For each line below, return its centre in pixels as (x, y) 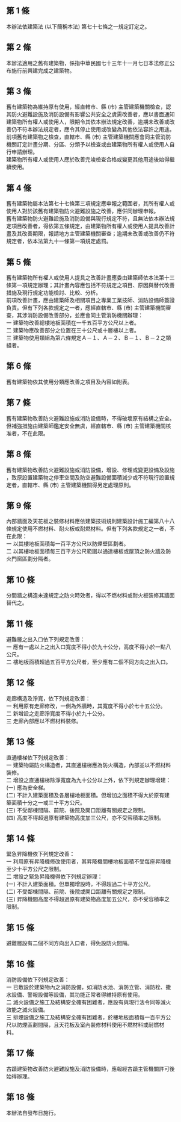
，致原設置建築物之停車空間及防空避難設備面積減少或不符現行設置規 (91, 477)
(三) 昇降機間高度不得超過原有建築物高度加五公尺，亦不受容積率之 (88, 899)
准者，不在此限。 (27, 433)
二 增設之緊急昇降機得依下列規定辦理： (54, 877)
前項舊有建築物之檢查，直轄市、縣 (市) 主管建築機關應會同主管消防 (89, 137)
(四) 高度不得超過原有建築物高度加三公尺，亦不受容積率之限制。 (85, 817)
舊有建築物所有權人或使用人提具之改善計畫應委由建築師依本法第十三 (91, 278)
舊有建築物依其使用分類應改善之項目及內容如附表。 (69, 382)
